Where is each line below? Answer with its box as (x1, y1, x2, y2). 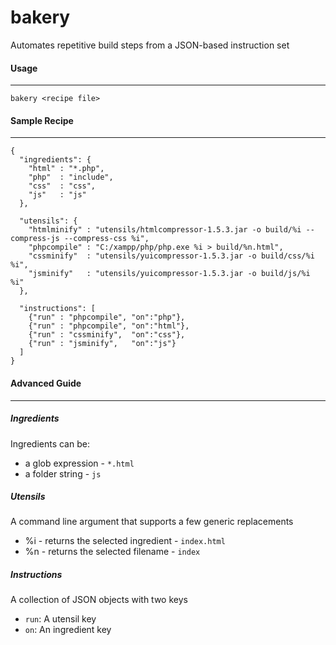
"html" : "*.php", (28, 164, 105, 174)
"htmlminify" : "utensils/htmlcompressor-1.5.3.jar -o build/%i (28, 225, 302, 235)
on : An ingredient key (24, 624, 112, 636)
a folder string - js (24, 467, 102, 480)
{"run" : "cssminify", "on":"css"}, (28, 330, 186, 340)
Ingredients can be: (10, 437, 90, 450)
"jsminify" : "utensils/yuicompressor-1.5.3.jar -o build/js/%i (28, 269, 311, 279)
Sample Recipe (10, 114, 74, 126)
